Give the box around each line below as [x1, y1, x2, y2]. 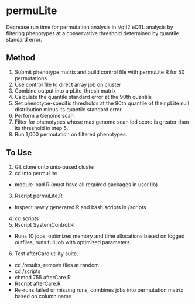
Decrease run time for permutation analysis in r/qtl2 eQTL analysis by [6, 23, 174, 30]
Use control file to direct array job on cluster [14, 81, 122, 88]
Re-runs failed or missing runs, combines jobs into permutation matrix [14, 286, 183, 293]
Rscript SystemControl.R [14, 221, 74, 228]
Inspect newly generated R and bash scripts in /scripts [14, 203, 146, 210]
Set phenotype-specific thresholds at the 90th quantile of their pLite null [14, 100, 189, 107]
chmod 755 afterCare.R [14, 274, 71, 281]
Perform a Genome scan [14, 112, 74, 119]
